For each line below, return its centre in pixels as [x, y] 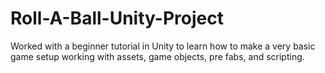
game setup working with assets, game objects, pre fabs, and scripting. [157, 56]
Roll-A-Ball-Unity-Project [117, 18]
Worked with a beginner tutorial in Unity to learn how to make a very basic [163, 46]
